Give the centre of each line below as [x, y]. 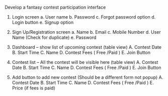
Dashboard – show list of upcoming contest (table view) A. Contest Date [87, 47]
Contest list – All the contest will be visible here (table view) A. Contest [85, 62]
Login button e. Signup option [43, 22]
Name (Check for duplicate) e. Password [54, 37]
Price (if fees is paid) [34, 88]
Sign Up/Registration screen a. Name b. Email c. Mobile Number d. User [87, 32]
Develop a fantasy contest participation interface [55, 7]
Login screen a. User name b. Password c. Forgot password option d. [84, 17]
